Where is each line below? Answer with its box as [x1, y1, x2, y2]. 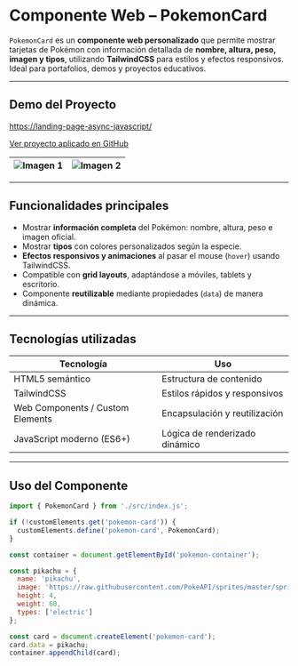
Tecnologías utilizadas [9, 331, 137, 347]
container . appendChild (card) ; [9, 648, 122, 658]
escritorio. [21, 278, 60, 289]
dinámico [161, 438, 200, 451]
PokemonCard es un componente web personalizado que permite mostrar [9, 35, 276, 45]
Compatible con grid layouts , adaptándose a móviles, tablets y [21, 269, 253, 280]
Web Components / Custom [13, 402, 129, 414]
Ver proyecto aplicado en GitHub [9, 138, 129, 148]
